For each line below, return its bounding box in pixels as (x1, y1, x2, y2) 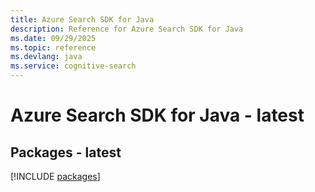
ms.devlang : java (10, 52, 83, 62)
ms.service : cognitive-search (10, 61, 137, 71)
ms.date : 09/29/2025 (10, 33, 97, 43)
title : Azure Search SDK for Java (10, 14, 155, 25)
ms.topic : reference (10, 42, 97, 53)
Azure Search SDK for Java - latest (10, 104, 305, 127)
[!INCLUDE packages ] (10, 171, 101, 182)
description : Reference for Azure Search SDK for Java (10, 24, 244, 34)
